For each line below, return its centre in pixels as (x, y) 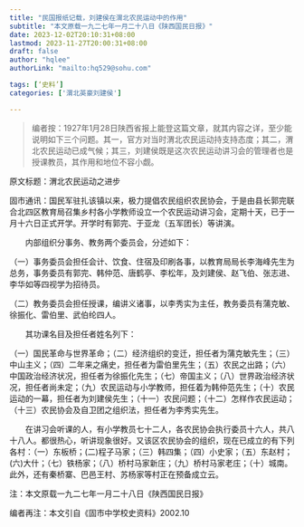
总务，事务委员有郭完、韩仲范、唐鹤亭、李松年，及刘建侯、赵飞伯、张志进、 (152, 273)
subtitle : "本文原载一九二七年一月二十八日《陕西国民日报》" (111, 26)
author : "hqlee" (40, 60)
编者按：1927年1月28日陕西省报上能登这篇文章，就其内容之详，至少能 (161, 128)
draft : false (34, 52)
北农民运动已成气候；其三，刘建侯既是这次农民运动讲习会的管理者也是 (162, 150)
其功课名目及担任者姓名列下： (81, 334)
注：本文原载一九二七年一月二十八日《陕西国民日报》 (109, 493)
